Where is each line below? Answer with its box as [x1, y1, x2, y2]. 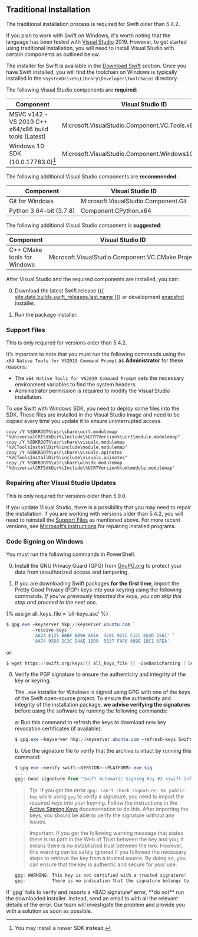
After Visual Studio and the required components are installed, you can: [6, 276, 180, 283]
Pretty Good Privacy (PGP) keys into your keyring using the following [14, 586, 182, 593]
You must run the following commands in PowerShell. [6, 551, 136, 558]
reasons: [6, 363, 28, 370]
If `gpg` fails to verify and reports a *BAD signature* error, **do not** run [6, 889, 184, 896]
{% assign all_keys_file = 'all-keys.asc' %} [6, 610, 108, 617]
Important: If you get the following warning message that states [29, 829, 184, 837]
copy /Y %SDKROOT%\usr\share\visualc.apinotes [6, 450, 123, 456]
